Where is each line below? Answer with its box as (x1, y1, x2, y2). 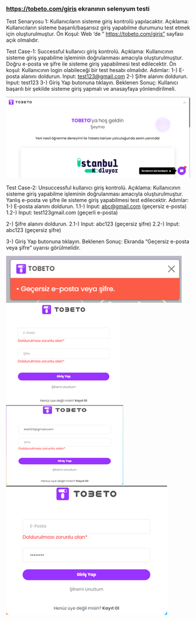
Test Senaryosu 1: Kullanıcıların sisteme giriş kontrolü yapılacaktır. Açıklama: (6, 18, 189, 25)
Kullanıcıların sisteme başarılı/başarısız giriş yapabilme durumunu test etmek (6, 24, 190, 31)
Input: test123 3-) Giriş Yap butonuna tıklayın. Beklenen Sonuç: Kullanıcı (6, 79, 178, 86)
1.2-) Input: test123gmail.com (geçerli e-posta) (6, 209, 118, 216)
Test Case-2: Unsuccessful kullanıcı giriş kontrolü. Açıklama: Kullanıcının (6, 184, 181, 191)
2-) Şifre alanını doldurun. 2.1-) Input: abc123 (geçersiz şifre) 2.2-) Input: (6, 220, 180, 227)
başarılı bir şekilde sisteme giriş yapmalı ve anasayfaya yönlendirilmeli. (6, 86, 177, 93)
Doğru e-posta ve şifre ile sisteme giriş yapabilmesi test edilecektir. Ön (6, 60, 177, 67)
